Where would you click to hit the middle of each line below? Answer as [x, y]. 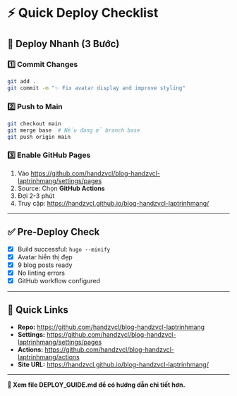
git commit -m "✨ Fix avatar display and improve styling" [96, 88]
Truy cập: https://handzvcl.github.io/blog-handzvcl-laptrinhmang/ [113, 203]
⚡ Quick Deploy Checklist [83, 13]
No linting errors [41, 273]
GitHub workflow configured [59, 280]
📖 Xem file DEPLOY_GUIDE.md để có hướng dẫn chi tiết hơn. [96, 385]
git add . [22, 81]
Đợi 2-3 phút [36, 196]
